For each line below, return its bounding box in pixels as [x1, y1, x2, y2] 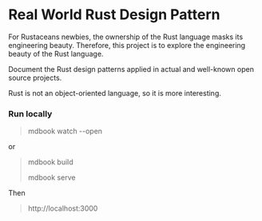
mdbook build [27, 157, 73, 167]
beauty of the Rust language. [8, 49, 104, 58]
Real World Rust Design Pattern [8, 6, 221, 24]
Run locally [8, 108, 53, 119]
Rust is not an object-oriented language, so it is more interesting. [8, 88, 222, 97]
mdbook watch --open [27, 126, 102, 136]
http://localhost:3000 [27, 203, 98, 213]
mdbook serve [27, 173, 76, 183]
